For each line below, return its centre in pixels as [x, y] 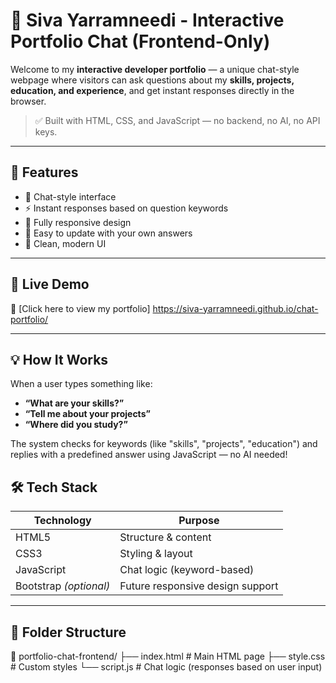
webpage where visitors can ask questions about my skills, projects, [152, 80]
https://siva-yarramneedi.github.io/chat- [235, 308]
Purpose [199, 521]
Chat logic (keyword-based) [187, 570]
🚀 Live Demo [50, 284]
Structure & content [165, 537]
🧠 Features [44, 172]
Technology [62, 521]
